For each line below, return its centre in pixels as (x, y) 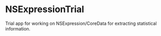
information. (18, 28)
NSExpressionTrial (45, 9)
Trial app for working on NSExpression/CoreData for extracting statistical (81, 23)
